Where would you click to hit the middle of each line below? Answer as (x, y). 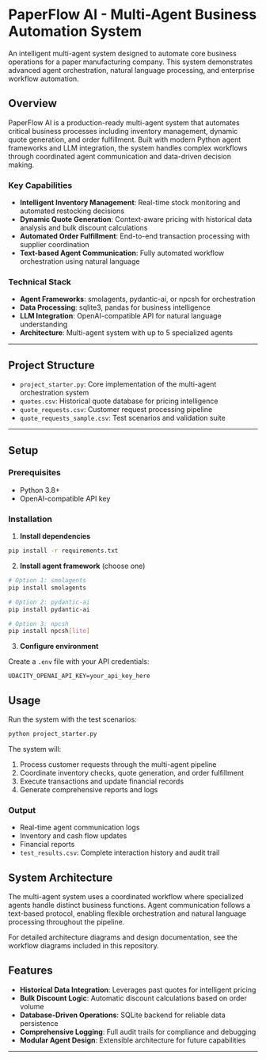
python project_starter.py (53, 734)
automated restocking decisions (72, 211)
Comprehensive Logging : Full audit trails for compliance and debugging (138, 1031)
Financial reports (47, 845)
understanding (44, 324)
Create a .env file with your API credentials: (79, 662)
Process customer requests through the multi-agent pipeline (118, 764)
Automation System (75, 31)
